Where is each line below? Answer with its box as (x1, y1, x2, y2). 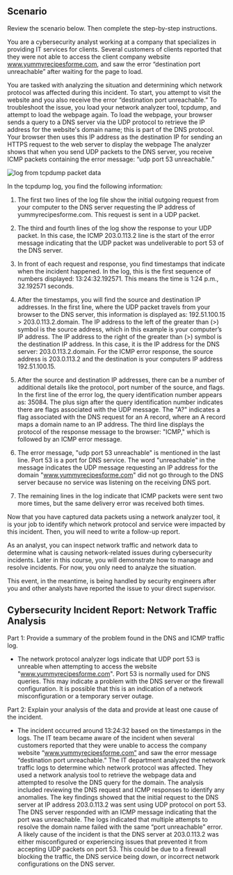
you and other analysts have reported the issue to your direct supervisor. (7, 584, 216, 592)
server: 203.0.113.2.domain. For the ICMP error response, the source (17, 347, 214, 355)
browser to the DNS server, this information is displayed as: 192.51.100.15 (17, 310, 226, 318)
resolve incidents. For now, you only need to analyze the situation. (7, 563, 197, 571)
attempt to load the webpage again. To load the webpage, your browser (7, 110, 213, 119)
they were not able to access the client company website (7, 52, 170, 61)
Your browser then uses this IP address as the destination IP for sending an (7, 133, 223, 141)
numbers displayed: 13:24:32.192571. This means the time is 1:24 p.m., (17, 274, 219, 283)
